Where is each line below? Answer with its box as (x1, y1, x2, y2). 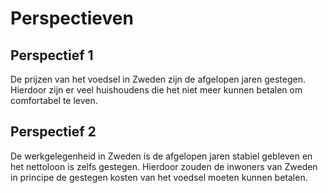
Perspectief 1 (10, 47, 94, 64)
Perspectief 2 (10, 123, 97, 141)
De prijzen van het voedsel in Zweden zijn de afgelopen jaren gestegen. (10, 73, 306, 85)
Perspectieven (10, 7, 134, 30)
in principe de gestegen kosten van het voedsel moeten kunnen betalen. (10, 171, 308, 183)
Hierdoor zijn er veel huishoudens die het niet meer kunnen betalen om (10, 84, 303, 96)
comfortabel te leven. (10, 95, 98, 106)
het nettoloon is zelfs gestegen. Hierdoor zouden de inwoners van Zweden (10, 160, 318, 172)
